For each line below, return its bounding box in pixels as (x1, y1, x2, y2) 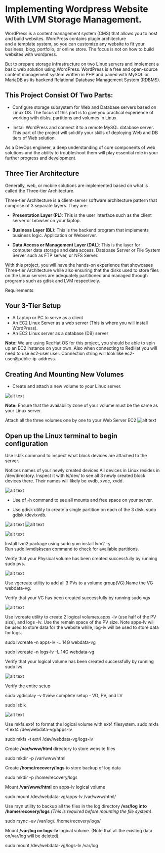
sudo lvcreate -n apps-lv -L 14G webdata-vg (5, 639, 96, 645)
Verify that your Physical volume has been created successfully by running (5, 556, 158, 561)
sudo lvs (5, 664, 23, 669)
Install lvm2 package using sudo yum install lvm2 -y (5, 541, 111, 546)
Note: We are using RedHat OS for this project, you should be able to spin (5, 340, 155, 346)
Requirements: (5, 287, 35, 293)
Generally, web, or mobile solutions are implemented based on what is (5, 182, 148, 189)
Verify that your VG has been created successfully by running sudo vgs (5, 595, 151, 601)
